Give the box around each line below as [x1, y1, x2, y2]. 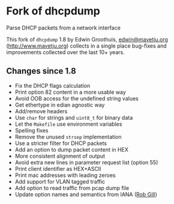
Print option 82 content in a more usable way [14, 88, 126, 96]
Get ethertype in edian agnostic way [14, 101, 105, 108]
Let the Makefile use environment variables [14, 120, 122, 128]
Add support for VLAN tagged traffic [14, 178, 106, 185]
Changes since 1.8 [6, 66, 76, 76]
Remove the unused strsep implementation [14, 133, 122, 140]
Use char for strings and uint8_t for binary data [14, 114, 133, 121]
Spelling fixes [14, 126, 49, 134]
